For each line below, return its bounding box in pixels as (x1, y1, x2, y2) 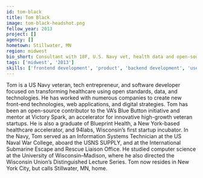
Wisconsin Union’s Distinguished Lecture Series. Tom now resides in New (6, 158, 189, 166)
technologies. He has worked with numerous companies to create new (6, 94, 182, 101)
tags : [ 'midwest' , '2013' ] (6, 59, 74, 65)
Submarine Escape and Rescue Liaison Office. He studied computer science (6, 145, 196, 153)
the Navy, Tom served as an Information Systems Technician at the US (6, 133, 182, 140)
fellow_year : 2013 (6, 25, 53, 32)
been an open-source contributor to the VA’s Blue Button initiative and (6, 107, 180, 115)
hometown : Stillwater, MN (6, 43, 71, 49)
